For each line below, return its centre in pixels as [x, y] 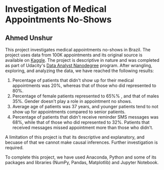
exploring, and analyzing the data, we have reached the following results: [80, 71]
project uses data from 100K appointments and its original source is [74, 55]
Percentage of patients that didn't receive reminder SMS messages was [85, 117]
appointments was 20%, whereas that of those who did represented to [84, 85]
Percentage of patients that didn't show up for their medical [73, 80]
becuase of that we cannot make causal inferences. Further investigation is [82, 142]
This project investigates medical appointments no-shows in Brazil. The [78, 50]
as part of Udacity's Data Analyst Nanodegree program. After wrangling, [79, 65]
